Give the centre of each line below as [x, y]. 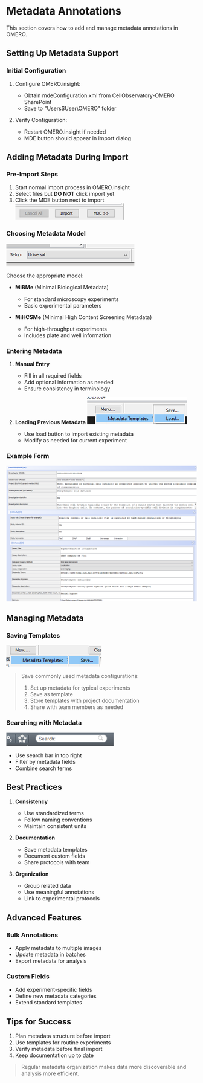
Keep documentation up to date [54, 1055]
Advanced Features [44, 918]
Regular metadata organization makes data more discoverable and [104, 1067]
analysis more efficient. [50, 1073]
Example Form [28, 456]
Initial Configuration [36, 71]
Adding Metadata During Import [67, 157]
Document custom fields [55, 856]
